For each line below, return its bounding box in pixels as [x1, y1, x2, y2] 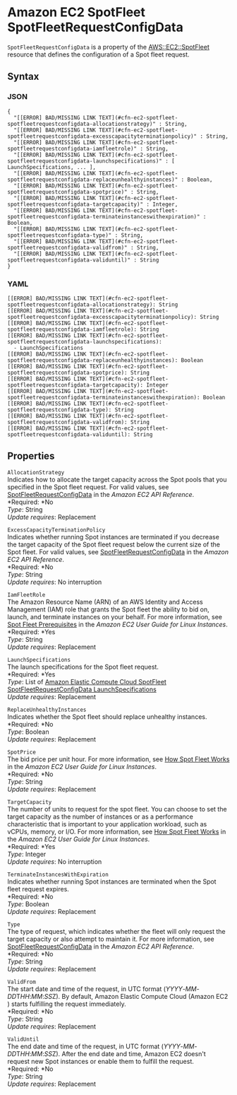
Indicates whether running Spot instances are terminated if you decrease [7, 532, 220, 541]
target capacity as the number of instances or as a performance [7, 812, 194, 821]
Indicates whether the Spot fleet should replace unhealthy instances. [7, 712, 207, 721]
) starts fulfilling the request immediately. [7, 1000, 126, 1008]
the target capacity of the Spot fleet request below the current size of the [7, 540, 221, 549]
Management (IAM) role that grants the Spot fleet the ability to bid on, [7, 605, 209, 614]
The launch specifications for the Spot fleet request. [7, 662, 159, 671]
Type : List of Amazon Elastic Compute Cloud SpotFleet [7, 677, 167, 686]
